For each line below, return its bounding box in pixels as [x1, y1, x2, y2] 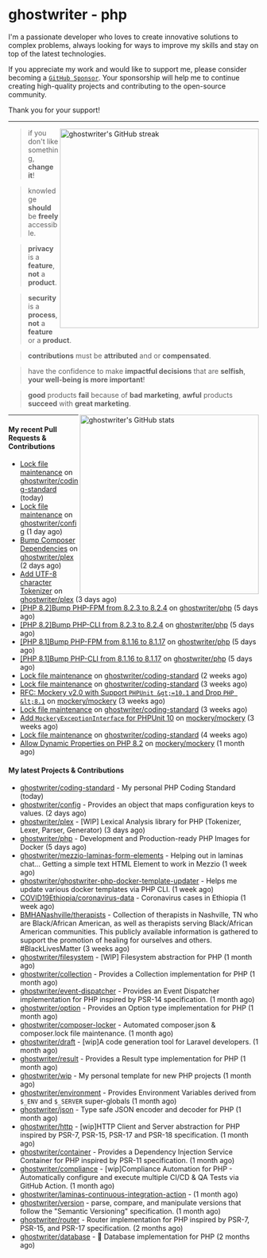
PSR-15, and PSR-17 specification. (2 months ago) [19, 1224, 184, 1233]
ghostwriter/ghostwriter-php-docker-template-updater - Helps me [19, 876, 238, 886]
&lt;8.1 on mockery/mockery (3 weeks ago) [19, 696, 165, 706]
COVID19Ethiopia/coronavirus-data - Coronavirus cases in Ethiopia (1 [19, 893, 246, 902]
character [19, 578, 52, 588]
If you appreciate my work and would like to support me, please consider [8, 64, 247, 73]
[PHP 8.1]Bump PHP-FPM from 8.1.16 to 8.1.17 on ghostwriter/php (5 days [19, 637, 257, 647]
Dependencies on [19, 544, 78, 553]
